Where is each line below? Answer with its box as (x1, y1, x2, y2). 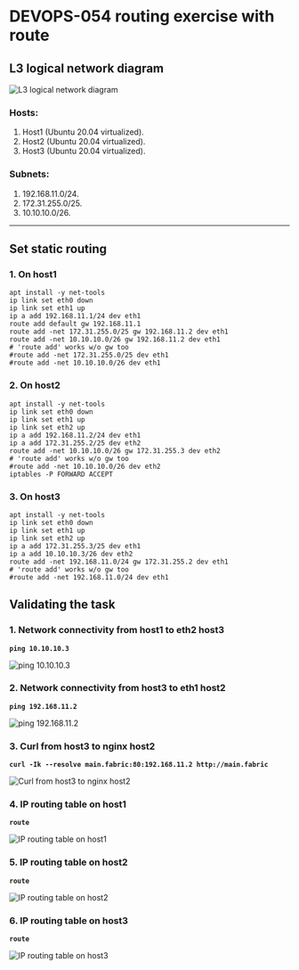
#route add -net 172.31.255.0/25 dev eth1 (9, 350, 169, 360)
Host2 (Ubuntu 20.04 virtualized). (21, 136, 146, 147)
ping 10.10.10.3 (9, 644, 69, 653)
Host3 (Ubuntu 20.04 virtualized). (21, 145, 146, 157)
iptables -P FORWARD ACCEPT (9, 470, 114, 479)
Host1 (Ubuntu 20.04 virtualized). (21, 127, 144, 137)
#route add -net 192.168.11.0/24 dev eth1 (9, 572, 169, 581)
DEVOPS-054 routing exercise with (9, 6, 275, 27)
